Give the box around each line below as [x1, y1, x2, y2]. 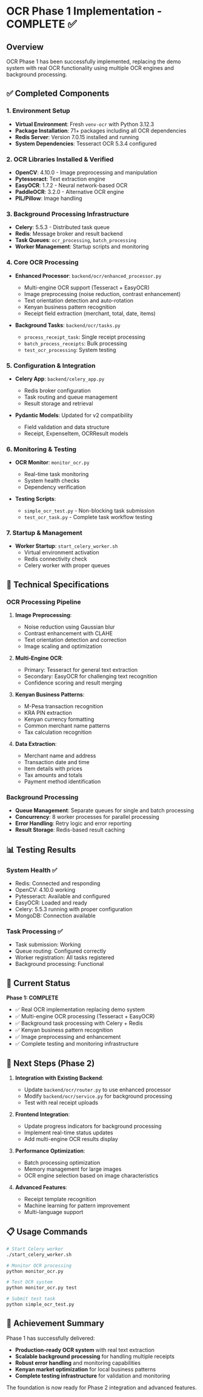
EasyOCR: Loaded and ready [15, 899, 88, 906]
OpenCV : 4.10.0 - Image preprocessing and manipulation [15, 168, 158, 176]
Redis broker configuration [24, 387, 91, 394]
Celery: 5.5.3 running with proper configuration [15, 906, 133, 913]
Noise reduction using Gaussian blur [24, 623, 115, 630]
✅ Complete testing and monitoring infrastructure [15, 1040, 139, 1047]
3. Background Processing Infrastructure [6, 210, 129, 218]
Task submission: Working [15, 941, 81, 948]
